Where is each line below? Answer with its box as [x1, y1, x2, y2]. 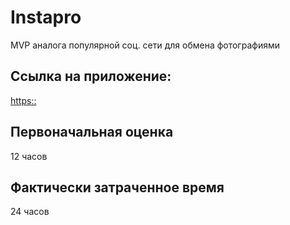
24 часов [10, 206, 50, 218]
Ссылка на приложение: [10, 68, 172, 85]
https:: [10, 94, 37, 106]
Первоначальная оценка [10, 124, 174, 141]
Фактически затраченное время [10, 179, 225, 196]
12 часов [10, 150, 48, 162]
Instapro [10, 6, 82, 29]
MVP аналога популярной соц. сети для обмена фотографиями [10, 39, 280, 51]
